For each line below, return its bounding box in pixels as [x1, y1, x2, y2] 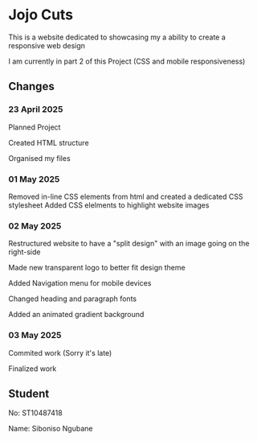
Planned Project [8, 122, 61, 132]
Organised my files [8, 153, 71, 163]
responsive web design [8, 40, 86, 50]
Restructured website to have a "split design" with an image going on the [8, 239, 250, 249]
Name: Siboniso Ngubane [8, 424, 93, 434]
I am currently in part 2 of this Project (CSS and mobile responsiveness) [8, 56, 246, 66]
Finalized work [8, 364, 57, 373]
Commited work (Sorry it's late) [8, 348, 112, 357]
